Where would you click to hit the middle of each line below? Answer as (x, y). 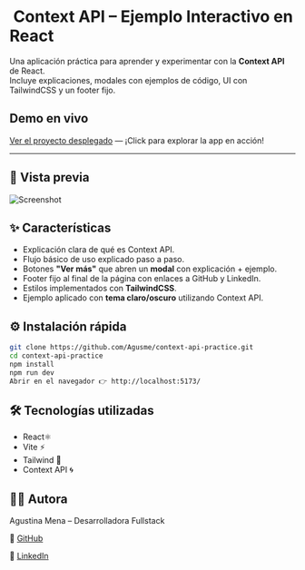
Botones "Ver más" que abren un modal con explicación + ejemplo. (150, 269)
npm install (32, 364)
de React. (27, 71)
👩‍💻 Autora (39, 499)
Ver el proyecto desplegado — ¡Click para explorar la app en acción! (137, 140)
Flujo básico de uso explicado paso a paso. (103, 260)
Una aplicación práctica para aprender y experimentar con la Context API (147, 61)
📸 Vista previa (49, 177)
